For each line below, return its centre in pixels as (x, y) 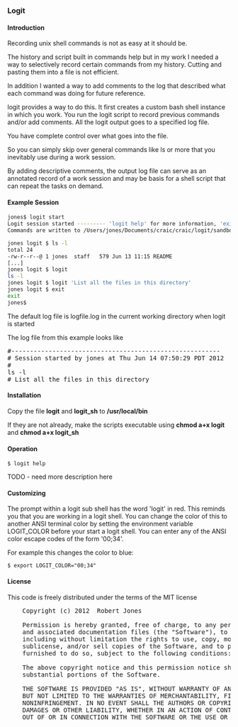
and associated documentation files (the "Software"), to (125, 632)
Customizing (27, 493)
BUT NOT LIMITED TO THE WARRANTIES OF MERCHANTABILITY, (121, 696)
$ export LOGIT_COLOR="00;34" (52, 566)
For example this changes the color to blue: (70, 553)
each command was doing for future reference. (76, 94)
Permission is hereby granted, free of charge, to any (120, 625)
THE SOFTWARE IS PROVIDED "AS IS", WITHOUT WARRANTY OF (121, 689)
